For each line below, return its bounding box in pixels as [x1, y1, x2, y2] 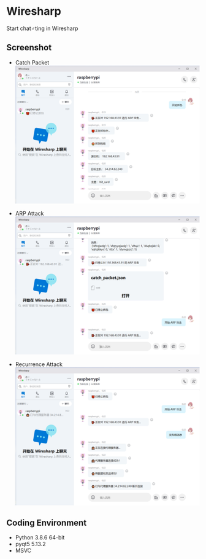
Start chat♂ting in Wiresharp [6, 25, 78, 32]
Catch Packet [15, 58, 50, 66]
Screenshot [6, 42, 52, 53]
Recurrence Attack [15, 361, 63, 368]
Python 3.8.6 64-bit [15, 534, 65, 541]
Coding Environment [6, 517, 87, 528]
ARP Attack [15, 209, 44, 217]
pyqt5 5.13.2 [15, 541, 46, 548]
